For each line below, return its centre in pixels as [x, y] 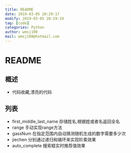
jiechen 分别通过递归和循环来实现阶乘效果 [54, 139]
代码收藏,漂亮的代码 [32, 92]
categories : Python [25, 28]
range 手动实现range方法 [37, 127]
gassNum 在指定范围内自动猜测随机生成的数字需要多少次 [69, 133]
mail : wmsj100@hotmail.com [32, 37]
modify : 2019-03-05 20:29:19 [34, 18]
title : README [19, 9]
